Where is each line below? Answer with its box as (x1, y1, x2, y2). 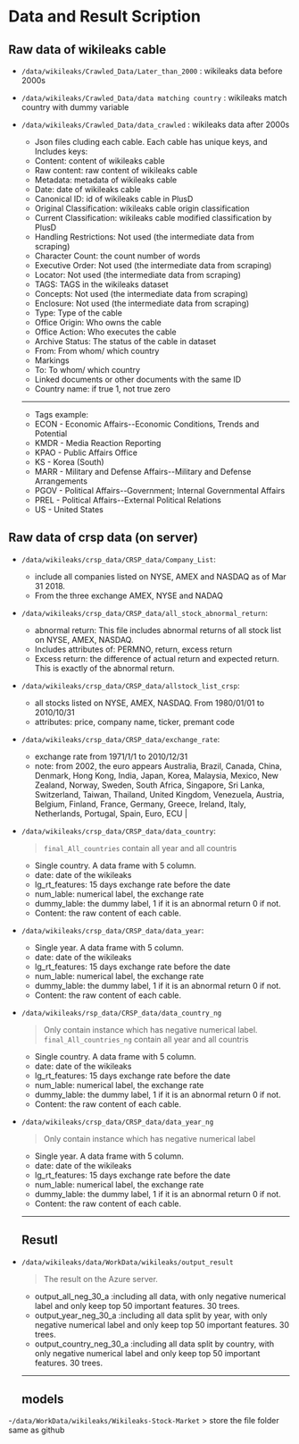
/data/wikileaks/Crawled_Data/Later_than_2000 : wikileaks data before (21, 65, 283, 76)
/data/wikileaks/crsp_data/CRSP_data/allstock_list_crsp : (21, 680, 240, 690)
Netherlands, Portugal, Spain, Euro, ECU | (34, 807, 188, 819)
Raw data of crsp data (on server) (8, 530, 198, 545)
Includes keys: (34, 146, 88, 156)
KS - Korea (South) (34, 457, 104, 467)
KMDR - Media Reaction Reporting (34, 438, 162, 448)
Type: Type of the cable (34, 308, 122, 318)
